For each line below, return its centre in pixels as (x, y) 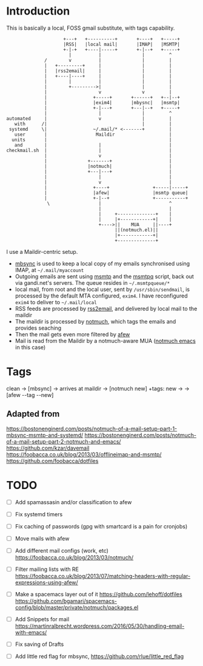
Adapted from (33, 414)
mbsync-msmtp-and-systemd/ (45, 435)
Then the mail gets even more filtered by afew (72, 334)
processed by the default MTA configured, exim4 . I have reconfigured (101, 296)
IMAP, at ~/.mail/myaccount (49, 270)
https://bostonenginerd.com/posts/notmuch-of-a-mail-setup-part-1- (92, 428)
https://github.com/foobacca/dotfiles (52, 461)
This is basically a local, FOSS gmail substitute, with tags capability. (91, 28)
